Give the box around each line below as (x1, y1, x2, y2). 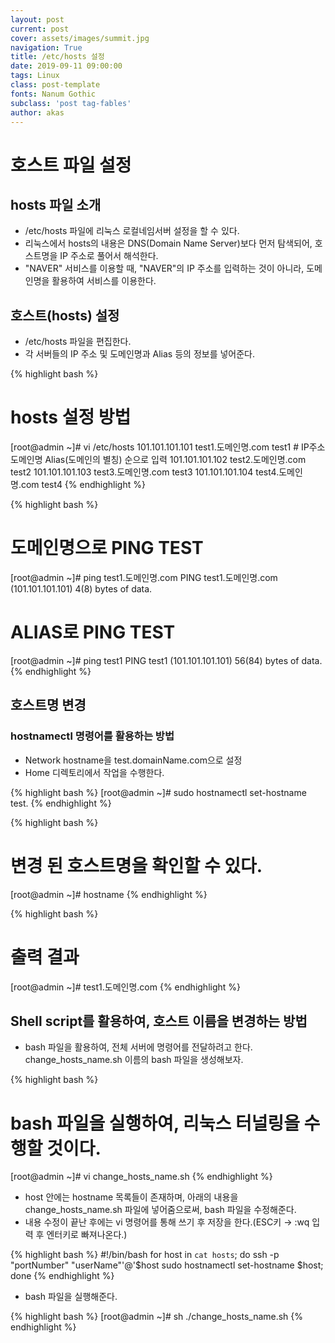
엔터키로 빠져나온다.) (46, 1229, 128, 1241)
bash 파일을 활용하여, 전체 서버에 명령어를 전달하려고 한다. (24, 1041, 253, 1053)
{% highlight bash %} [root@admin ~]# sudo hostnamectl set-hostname (10, 786, 307, 798)
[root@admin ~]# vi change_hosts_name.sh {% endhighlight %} (10, 1171, 273, 1183)
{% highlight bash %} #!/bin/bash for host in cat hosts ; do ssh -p (10, 1249, 280, 1261)
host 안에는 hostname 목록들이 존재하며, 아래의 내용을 (24, 1191, 239, 1203)
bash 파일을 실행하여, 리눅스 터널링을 (10, 1112, 300, 1135)
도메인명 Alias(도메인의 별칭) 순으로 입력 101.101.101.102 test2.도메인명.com (10, 454, 307, 466)
